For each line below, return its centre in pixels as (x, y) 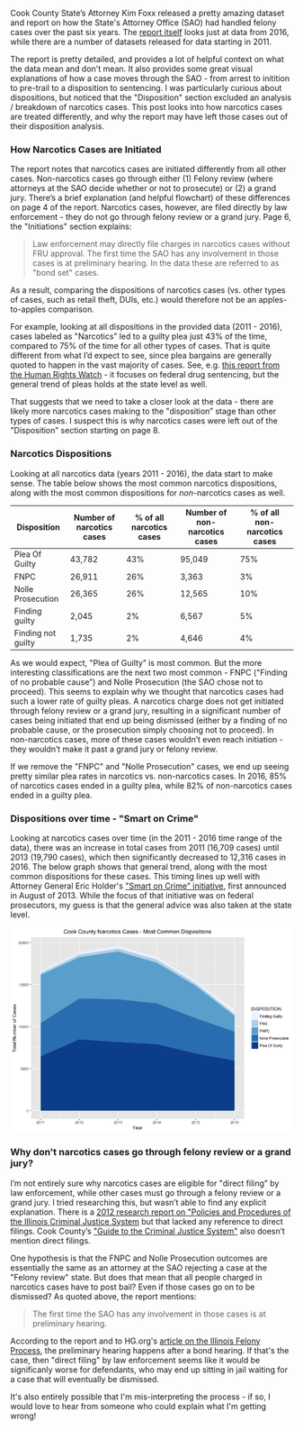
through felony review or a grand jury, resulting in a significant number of (146, 710)
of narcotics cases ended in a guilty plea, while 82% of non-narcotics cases (151, 785)
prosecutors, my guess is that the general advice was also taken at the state (151, 906)
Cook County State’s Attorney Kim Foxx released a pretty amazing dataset (147, 13)
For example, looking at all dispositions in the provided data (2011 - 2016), (146, 327)
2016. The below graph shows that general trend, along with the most (139, 867)
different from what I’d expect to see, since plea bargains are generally (141, 356)
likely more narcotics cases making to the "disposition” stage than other (143, 411)
